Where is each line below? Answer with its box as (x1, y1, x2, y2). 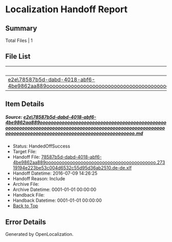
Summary (5, 24, 37, 33)
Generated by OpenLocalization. (5, 231, 74, 237)
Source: (5, 114, 23, 120)
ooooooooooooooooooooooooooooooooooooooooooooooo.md (5, 130, 143, 136)
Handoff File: (12, 154, 40, 160)
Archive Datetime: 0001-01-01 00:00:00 (12, 186, 96, 192)
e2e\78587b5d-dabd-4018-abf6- (23, 114, 96, 120)
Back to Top (12, 203, 38, 209)
